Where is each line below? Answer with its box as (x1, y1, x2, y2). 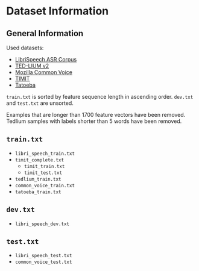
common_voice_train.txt (14, 182, 75, 188)
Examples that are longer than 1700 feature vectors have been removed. (6, 111, 186, 118)
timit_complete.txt (14, 157, 65, 163)
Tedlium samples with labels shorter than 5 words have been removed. (6, 117, 182, 125)
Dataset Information (6, 4, 109, 18)
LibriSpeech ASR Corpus (14, 56, 77, 63)
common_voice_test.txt (14, 259, 72, 266)
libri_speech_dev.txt (14, 221, 69, 227)
